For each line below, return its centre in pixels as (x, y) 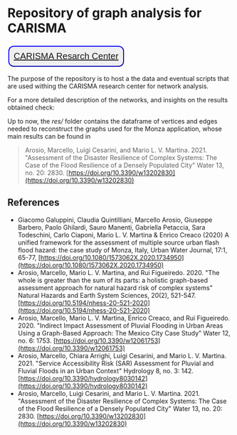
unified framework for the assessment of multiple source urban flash (118, 242)
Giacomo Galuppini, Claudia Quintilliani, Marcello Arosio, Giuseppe (115, 220)
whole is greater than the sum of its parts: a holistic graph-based (113, 280)
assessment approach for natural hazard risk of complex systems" (115, 288)
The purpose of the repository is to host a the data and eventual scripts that (118, 78)
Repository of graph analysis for (105, 13)
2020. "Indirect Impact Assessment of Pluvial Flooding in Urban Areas (120, 326)
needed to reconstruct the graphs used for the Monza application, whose (115, 129)
